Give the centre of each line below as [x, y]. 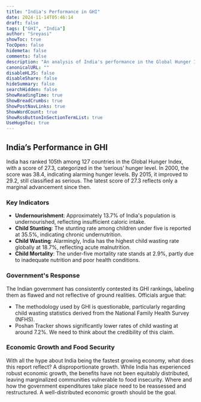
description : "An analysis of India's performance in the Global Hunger [99, 62]
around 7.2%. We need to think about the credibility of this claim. [95, 332]
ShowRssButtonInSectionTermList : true [54, 117]
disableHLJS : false [31, 73]
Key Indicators [28, 202]
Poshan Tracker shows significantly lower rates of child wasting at [96, 325]
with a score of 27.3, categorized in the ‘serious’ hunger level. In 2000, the [98, 167]
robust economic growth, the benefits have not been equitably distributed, [98, 373]
